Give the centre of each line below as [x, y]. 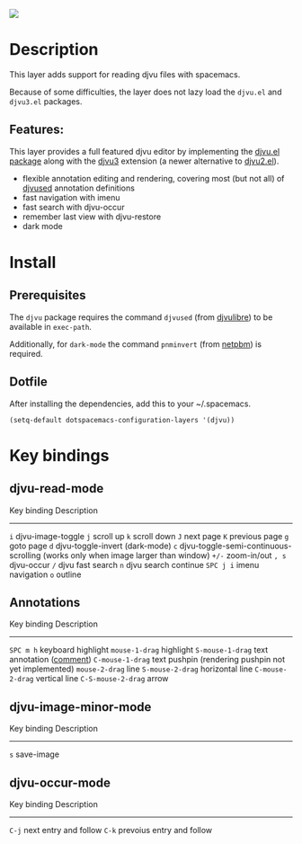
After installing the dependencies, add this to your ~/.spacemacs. [130, 404]
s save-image [35, 754]
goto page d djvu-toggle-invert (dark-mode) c [93, 546]
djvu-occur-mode [60, 782]
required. [26, 353]
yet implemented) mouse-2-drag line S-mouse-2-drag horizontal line [131, 669]
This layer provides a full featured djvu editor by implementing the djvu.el [145, 151]
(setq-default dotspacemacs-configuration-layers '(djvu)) [122, 420]
